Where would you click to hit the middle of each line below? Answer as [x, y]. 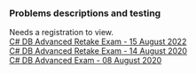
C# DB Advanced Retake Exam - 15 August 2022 [98, 41]
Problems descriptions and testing [85, 13]
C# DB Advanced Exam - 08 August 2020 [86, 61]
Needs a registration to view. [61, 33]
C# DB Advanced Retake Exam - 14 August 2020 [98, 51]
